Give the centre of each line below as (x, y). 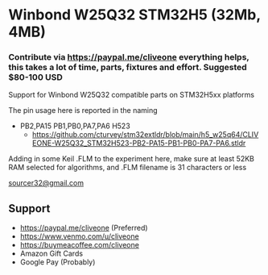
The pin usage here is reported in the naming (83, 110)
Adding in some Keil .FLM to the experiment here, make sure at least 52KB (132, 159)
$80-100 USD (35, 77)
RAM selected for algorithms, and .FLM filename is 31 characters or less (128, 168)
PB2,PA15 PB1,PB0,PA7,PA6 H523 (75, 126)
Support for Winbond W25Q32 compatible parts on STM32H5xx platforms (132, 95)
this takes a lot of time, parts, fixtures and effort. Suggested (128, 68)
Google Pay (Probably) (58, 262)
